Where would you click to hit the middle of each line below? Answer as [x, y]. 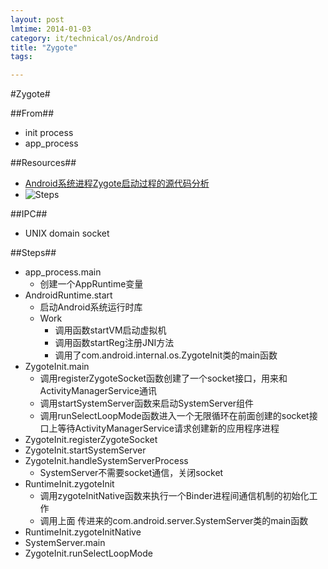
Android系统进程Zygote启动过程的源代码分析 [117, 183]
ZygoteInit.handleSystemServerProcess [106, 461]
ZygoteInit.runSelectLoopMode [88, 553]
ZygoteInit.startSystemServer [85, 450]
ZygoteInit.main [57, 367]
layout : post [37, 19]
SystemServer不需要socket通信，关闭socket [131, 473]
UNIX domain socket [67, 233]
